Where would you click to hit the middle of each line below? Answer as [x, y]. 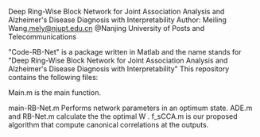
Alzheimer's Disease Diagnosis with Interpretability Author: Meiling [117, 20]
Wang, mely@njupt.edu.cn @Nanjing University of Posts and [107, 28]
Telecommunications [43, 36]
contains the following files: [53, 77]
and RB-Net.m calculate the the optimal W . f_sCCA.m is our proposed [123, 116]
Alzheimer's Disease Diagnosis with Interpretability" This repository [119, 69]
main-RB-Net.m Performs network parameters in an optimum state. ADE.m [130, 108]
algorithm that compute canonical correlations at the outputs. [109, 125]
